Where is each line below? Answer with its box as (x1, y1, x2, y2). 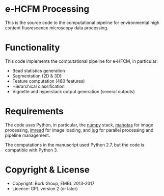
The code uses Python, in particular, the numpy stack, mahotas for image (5, 122, 154, 128)
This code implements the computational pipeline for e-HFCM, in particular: (5, 58, 158, 64)
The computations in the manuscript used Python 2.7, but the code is (5, 142, 145, 147)
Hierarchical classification (12, 83, 65, 89)
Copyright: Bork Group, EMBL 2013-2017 (12, 180, 95, 186)
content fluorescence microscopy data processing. (5, 24, 109, 30)
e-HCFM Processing (5, 3, 89, 15)
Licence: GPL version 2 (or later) (12, 185, 78, 192)
